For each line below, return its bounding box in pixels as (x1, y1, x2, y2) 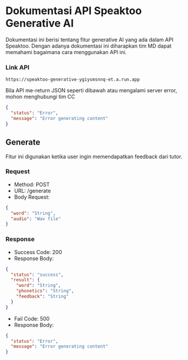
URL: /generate (14, 187, 51, 194)
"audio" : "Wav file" (11, 216, 61, 222)
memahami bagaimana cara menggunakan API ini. (5, 48, 127, 55)
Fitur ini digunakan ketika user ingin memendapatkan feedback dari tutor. (5, 153, 183, 160)
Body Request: (14, 193, 50, 201)
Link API (5, 63, 30, 71)
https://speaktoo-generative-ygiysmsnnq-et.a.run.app (5, 76, 140, 83)
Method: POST (14, 181, 50, 188)
